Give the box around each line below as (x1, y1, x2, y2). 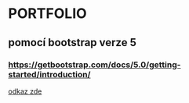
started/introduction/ (8, 69, 91, 80)
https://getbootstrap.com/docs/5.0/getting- (8, 59, 181, 70)
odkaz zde (8, 87, 42, 96)
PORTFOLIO (8, 5, 88, 23)
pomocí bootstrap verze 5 (8, 36, 137, 49)
